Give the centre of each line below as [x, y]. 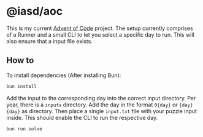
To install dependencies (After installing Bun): [64, 75]
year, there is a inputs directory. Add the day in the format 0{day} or [92, 105]
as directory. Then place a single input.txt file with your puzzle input [109, 111]
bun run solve [25, 129]
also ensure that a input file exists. [50, 41]
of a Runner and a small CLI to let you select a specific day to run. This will [100, 34]
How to [20, 60]
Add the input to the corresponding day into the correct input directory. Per [101, 98]
